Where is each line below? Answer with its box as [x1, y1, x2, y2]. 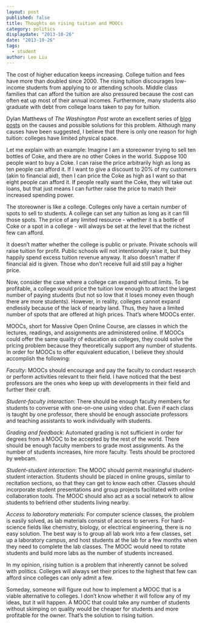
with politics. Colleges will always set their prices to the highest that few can [6, 567, 197, 575]
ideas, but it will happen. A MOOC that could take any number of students [6, 598, 190, 606]
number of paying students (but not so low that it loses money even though [6, 291, 194, 299]
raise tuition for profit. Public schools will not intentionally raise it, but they [6, 247, 191, 254]
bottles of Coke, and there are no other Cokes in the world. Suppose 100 [6, 153, 187, 160]
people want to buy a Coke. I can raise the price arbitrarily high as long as [6, 159, 191, 166]
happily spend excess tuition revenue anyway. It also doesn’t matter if [6, 254, 181, 261]
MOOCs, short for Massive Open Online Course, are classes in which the [6, 322, 188, 330]
